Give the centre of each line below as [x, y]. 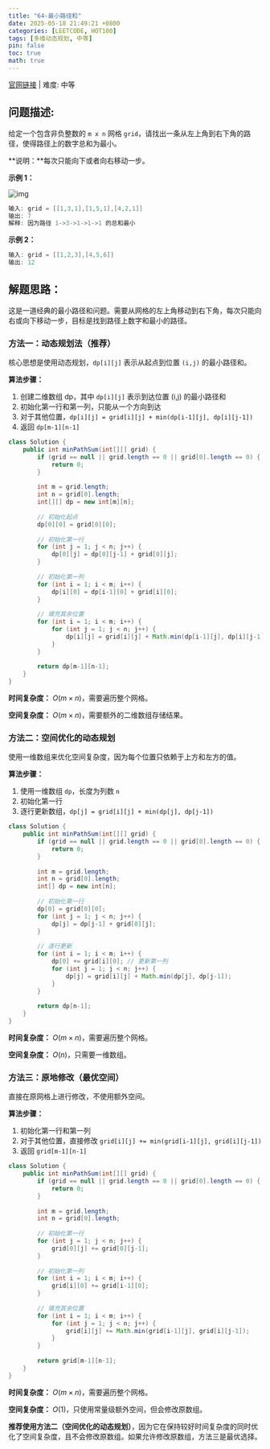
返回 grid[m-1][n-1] [53, 1151]
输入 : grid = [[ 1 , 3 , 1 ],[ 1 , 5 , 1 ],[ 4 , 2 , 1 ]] [76, 208]
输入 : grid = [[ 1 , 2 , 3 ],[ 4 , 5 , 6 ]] [61, 255]
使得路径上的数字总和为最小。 [72, 143]
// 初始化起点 [58, 517]
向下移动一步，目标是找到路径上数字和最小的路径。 [106, 320]
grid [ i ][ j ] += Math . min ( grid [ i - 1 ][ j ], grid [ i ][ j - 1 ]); [157, 1331]
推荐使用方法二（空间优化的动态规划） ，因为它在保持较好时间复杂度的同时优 [133, 1426]
